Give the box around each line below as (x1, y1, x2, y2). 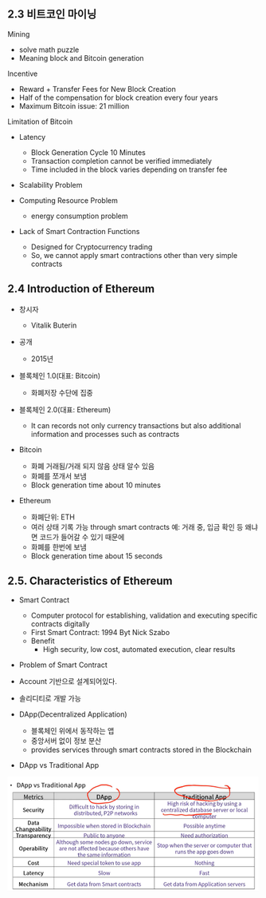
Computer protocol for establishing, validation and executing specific (30, 610, 258, 621)
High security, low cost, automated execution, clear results (42, 645, 236, 654)
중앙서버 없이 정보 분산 (30, 736, 102, 745)
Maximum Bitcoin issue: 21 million (18, 101, 130, 110)
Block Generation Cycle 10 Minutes (30, 147, 147, 157)
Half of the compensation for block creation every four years (18, 93, 218, 102)
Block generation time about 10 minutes (30, 480, 161, 490)
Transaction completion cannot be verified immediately (30, 156, 213, 165)
